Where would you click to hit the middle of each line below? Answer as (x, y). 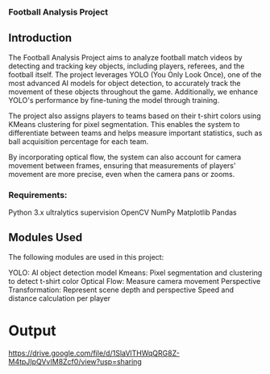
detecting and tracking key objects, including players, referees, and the (127, 66)
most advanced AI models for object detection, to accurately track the (125, 83)
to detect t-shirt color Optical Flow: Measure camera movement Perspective (135, 281)
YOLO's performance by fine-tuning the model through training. (114, 100)
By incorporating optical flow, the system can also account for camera (125, 157)
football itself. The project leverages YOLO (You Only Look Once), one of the (135, 74)
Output (32, 331)
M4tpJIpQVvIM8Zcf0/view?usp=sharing (75, 361)
